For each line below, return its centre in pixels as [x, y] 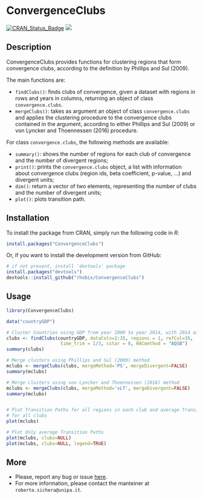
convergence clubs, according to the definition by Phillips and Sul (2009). [98, 68]
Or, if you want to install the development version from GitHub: [84, 255]
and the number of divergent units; [58, 192]
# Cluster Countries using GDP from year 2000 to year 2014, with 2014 [98, 332]
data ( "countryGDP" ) [31, 321]
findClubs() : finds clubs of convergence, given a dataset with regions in [105, 92]
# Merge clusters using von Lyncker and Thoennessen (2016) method [93, 383]
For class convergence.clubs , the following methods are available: [88, 142]
